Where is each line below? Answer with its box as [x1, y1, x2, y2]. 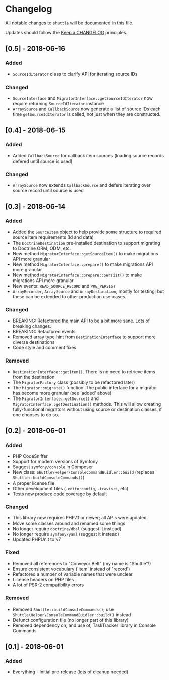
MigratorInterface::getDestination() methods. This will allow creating [12, 401, 161, 407]
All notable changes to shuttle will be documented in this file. [5, 20, 134, 26]
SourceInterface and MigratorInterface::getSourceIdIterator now [12, 95, 153, 101]
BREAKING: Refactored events [12, 328, 76, 334]
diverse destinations [12, 339, 55, 345]
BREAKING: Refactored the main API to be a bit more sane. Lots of [12, 317, 150, 324]
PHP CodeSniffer [12, 453, 48, 459]
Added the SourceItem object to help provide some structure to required [12, 229, 162, 235]
